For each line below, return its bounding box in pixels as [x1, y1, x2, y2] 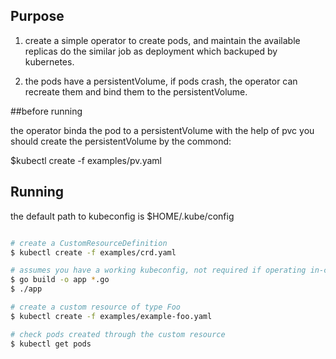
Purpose [10, 8, 65, 25]
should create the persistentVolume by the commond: [10, 135, 232, 147]
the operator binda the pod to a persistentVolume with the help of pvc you [10, 124, 315, 136]
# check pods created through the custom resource [10, 329, 226, 339]
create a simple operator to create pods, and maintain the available [24, 34, 301, 46]
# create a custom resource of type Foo [10, 302, 182, 312]
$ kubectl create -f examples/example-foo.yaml [10, 311, 213, 321]
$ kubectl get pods [10, 339, 92, 349]
